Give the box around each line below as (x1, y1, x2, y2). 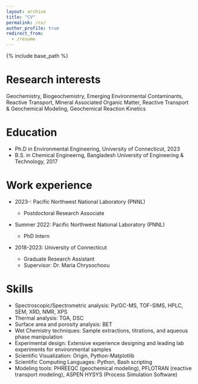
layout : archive (6, 8, 46, 15)
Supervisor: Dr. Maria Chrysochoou (23, 261, 110, 269)
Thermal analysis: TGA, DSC (14, 314, 84, 321)
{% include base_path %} (6, 53, 69, 59)
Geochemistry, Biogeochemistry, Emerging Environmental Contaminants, (6, 92, 183, 99)
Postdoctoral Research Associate (23, 209, 105, 216)
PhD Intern (23, 232, 50, 239)
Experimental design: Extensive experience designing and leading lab (14, 339, 184, 346)
